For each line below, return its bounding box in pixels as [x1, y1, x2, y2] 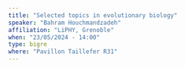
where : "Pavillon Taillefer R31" [8, 48, 118, 55]
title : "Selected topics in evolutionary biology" [8, 11, 178, 20]
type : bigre [8, 41, 47, 48]
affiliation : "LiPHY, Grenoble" [8, 26, 114, 34]
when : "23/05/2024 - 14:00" [8, 33, 101, 41]
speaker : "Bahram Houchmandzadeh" [8, 19, 122, 27]
